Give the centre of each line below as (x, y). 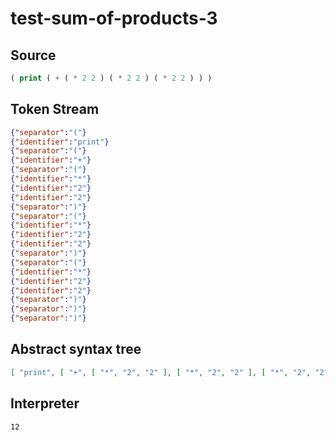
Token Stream (55, 109)
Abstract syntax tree (76, 349)
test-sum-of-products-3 (114, 18)
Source (33, 55)
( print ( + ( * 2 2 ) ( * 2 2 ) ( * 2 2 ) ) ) (111, 78)
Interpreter (45, 403)
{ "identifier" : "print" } (60, 142)
